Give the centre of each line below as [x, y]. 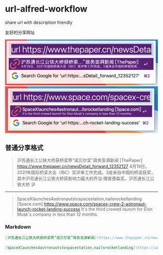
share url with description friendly [39, 22]
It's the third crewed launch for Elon [117, 209]
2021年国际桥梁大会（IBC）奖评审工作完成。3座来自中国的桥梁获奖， [86, 172]
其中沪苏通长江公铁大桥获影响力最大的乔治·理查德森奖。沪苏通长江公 [85, 179]
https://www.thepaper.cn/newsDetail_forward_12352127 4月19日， [83, 167]
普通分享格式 [24, 147]
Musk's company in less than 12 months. [57, 214]
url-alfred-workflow [46, 9]
